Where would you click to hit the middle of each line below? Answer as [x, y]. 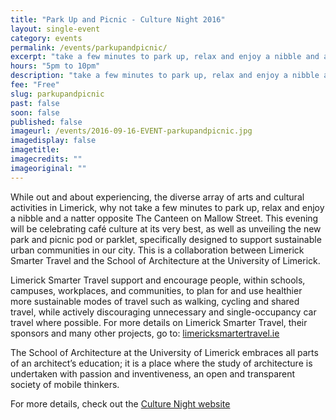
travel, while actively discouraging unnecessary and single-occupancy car [163, 312]
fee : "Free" [35, 85]
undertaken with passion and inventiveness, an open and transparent [153, 373]
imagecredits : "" [46, 159]
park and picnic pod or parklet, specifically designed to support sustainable [166, 239]
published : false [46, 122]
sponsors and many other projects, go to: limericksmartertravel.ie [145, 333]
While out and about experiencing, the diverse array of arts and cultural [157, 197]
